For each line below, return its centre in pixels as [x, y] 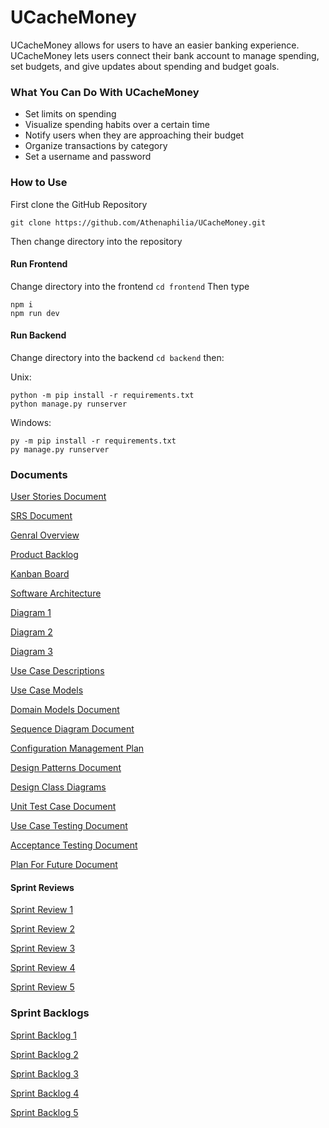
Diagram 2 [31, 632]
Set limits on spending [70, 114]
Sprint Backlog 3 [44, 1073]
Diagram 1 [31, 613]
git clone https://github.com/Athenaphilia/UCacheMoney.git [138, 222]
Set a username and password [88, 157]
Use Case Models [47, 690]
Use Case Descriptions [57, 671]
